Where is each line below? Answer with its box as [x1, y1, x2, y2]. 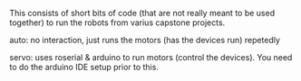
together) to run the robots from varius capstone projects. [9, 17, 226, 28]
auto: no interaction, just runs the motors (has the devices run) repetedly [9, 35, 281, 45]
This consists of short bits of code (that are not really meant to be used [9, 8, 275, 18]
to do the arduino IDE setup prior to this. [9, 62, 159, 72]
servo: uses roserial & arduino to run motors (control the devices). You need [9, 52, 293, 62]
